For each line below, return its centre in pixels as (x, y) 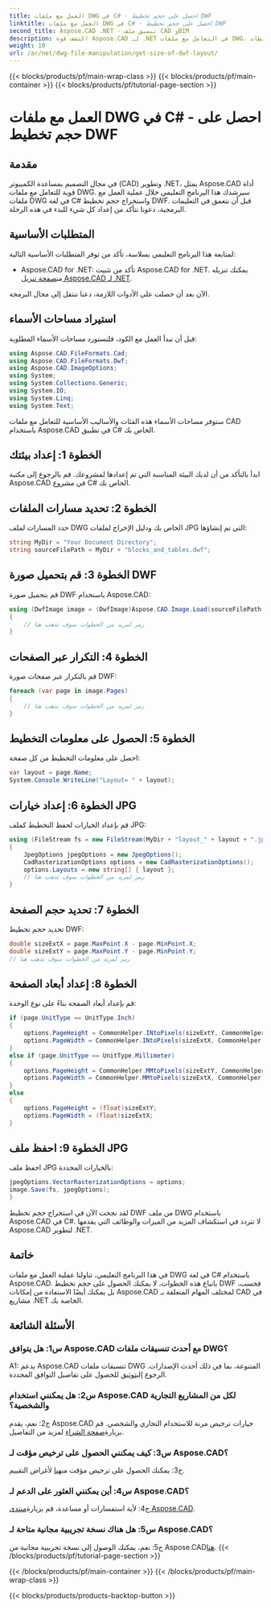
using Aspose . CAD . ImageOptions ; (63, 368)
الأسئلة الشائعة (42, 1325)
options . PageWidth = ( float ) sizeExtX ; (88, 1116)
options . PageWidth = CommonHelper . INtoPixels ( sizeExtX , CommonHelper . (144, 1041)
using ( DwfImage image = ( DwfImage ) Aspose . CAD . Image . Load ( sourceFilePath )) (139, 609)
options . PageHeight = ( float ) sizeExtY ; (90, 1108)
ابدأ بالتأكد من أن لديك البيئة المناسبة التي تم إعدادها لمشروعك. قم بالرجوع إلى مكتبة (135, 474)
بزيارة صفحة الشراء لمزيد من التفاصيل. (66, 1431)
